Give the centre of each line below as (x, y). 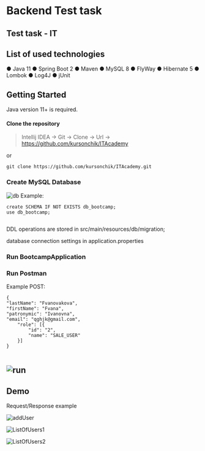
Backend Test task (54, 11)
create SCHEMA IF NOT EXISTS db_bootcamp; (61, 207)
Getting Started (36, 95)
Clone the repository (33, 123)
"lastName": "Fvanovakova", (42, 303)
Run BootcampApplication (46, 256)
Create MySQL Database (44, 182)
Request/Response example (42, 406)
